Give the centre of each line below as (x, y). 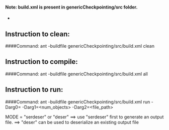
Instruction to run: (34, 90)
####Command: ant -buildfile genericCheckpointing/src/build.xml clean (80, 46)
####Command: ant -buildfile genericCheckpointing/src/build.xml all (77, 74)
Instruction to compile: (41, 62)
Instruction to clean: (38, 34)
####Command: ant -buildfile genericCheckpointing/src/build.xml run (78, 102)
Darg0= (13, 107)
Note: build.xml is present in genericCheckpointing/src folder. (71, 7)
